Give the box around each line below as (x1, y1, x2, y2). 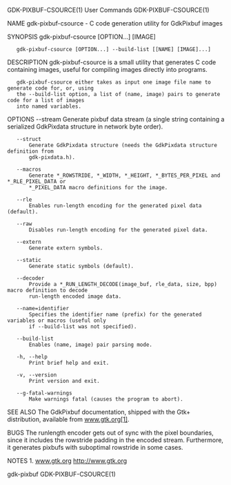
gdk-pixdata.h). (28, 154, 76, 161)
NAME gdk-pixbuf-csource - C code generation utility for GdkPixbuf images (7, 19, 223, 27)
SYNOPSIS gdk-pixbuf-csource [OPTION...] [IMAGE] (7, 32, 157, 41)
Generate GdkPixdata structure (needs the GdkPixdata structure (28, 142, 217, 149)
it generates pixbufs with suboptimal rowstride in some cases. (7, 444, 183, 451)
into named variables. (16, 103, 81, 110)
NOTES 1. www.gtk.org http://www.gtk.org (7, 457, 128, 465)
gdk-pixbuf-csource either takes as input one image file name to (16, 79, 212, 86)
